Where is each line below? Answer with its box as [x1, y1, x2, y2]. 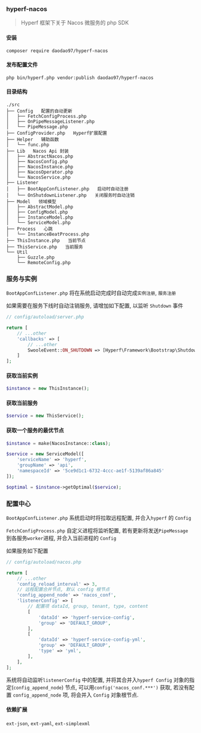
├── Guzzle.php [17, 254, 55, 261]
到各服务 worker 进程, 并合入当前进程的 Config [6, 534, 117, 541]
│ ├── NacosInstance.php [6, 163, 74, 169]
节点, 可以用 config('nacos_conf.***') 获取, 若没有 [65, 683, 190, 690]
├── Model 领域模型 [6, 198, 57, 205]
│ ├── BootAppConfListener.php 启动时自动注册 [6, 186, 129, 192]
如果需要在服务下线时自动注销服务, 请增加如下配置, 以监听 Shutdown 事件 [6, 302, 184, 310]
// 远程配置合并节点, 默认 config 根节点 [17, 586, 110, 593]
